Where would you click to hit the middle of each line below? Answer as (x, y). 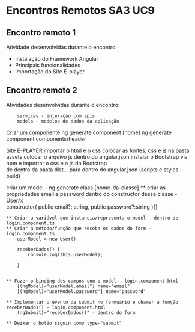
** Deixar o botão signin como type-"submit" (64, 323)
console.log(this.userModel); (65, 254)
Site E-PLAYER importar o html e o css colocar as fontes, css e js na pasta (98, 150)
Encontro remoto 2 (42, 91)
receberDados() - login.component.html (56, 307)
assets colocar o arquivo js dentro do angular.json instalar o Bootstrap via (97, 156)
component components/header (46, 138)
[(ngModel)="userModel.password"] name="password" (82, 291)
